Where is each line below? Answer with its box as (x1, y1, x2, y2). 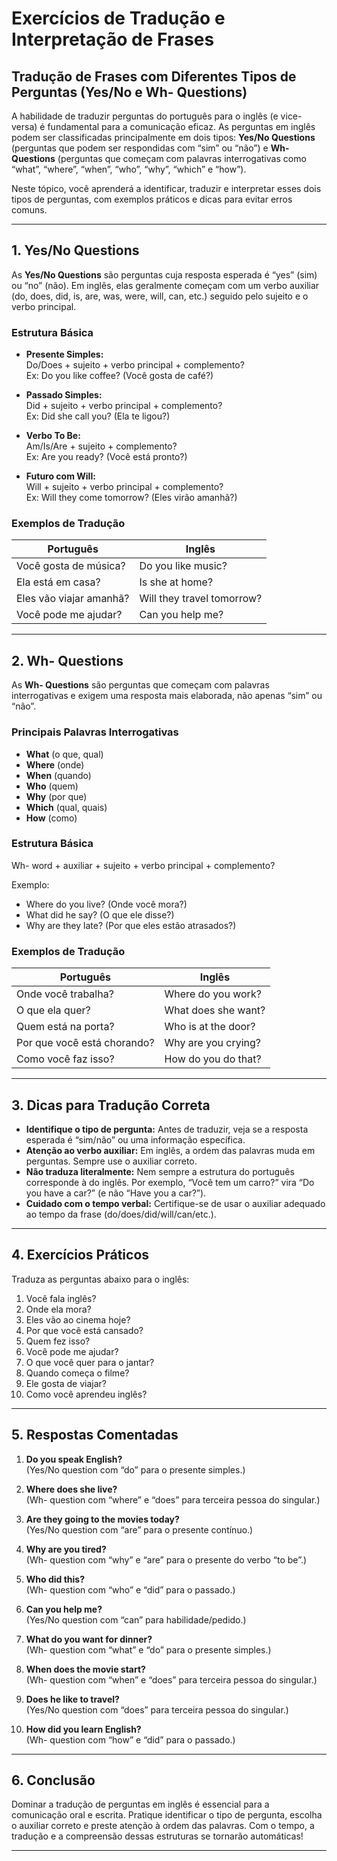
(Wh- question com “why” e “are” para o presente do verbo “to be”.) (25, 1553, 308, 1566)
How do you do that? (164, 1052, 262, 1066)
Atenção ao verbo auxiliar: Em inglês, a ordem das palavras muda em (25, 1144, 316, 1156)
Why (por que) (25, 790, 88, 802)
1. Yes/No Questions (11, 242, 140, 259)
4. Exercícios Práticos (11, 1247, 150, 1264)
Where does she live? (25, 1483, 118, 1495)
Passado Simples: (25, 389, 103, 401)
